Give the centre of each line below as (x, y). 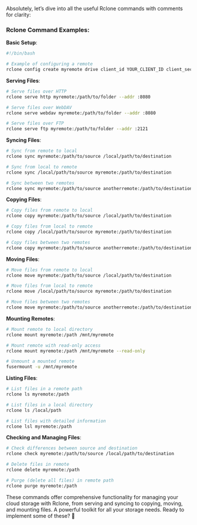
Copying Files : (24, 199)
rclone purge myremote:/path (42, 486)
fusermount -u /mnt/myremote (42, 367)
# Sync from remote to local (42, 151)
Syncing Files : (24, 140)
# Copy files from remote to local (50, 211)
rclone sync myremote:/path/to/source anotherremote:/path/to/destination (99, 188)
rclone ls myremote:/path (38, 394)
